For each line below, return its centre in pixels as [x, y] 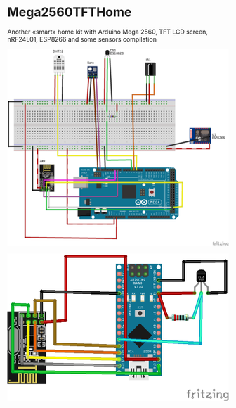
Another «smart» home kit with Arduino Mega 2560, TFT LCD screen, [108, 32]
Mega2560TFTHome [70, 12]
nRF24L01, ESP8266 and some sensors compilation [82, 39]
